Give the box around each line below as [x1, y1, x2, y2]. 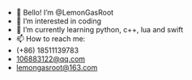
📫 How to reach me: [15, 34, 86, 44]
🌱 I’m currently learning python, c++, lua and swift [15, 25, 184, 34]
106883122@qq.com [15, 54, 86, 64]
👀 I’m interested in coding [15, 16, 102, 26]
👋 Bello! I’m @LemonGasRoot [15, 8, 114, 17]
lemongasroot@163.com [15, 63, 98, 72]
